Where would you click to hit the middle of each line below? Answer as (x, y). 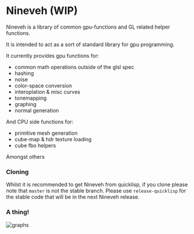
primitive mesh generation (46, 133)
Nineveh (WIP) (42, 11)
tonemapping (30, 98)
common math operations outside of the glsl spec (74, 67)
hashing (24, 73)
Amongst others (25, 156)
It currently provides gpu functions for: (53, 55)
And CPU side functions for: (40, 121)
